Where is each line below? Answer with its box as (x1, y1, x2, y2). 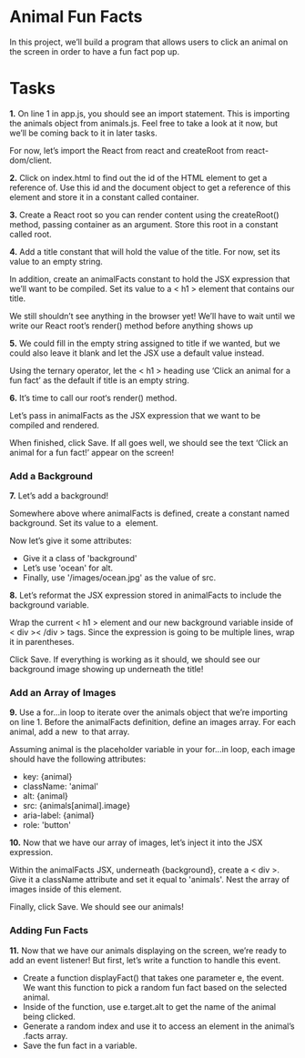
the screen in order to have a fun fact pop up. (9, 45, 180, 56)
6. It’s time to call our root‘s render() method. (9, 392, 178, 403)
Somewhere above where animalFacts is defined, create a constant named (9, 508, 290, 519)
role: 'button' (22, 820, 71, 831)
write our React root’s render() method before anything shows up (9, 320, 253, 331)
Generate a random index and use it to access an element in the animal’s (22, 1021, 295, 1032)
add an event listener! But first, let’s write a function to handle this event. (9, 954, 280, 965)
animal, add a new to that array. (9, 726, 130, 738)
